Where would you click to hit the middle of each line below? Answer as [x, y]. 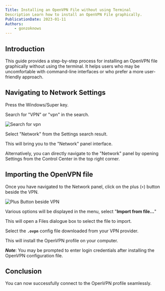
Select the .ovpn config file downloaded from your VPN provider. [72, 231]
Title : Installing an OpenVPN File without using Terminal [68, 10]
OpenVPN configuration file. [34, 255]
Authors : [14, 24]
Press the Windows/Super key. [37, 105]
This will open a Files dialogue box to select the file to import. [68, 221]
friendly [13, 77]
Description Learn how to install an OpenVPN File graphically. [74, 15]
